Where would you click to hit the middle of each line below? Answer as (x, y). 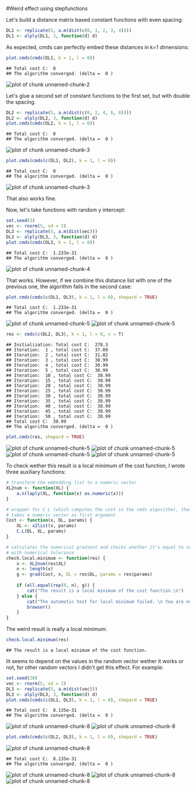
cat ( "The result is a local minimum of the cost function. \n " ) (105, 591)
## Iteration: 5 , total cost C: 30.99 (57, 371)
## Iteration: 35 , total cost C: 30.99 (58, 401)
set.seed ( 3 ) (20, 221)
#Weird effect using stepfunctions (47, 8)
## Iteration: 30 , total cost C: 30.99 (58, 396)
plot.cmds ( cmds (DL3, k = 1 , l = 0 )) (50, 242)
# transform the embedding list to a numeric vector (71, 483)
